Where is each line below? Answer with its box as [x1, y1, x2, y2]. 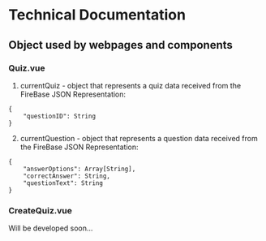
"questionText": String [23, 179, 104, 187]
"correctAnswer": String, [23, 172, 111, 180]
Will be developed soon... [8, 223, 93, 233]
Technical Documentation [8, 6, 187, 24]
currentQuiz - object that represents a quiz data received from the [19, 80, 242, 90]
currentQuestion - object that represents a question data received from [19, 133, 258, 143]
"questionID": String [23, 112, 96, 120]
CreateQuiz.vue [8, 204, 73, 216]
